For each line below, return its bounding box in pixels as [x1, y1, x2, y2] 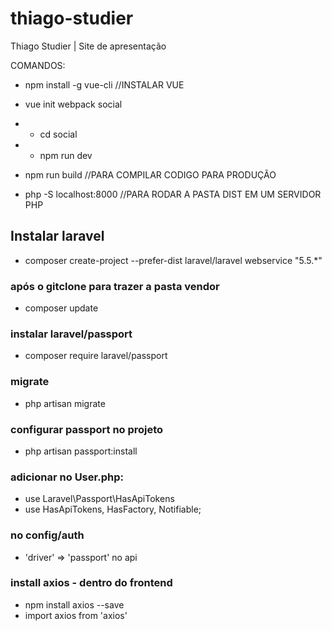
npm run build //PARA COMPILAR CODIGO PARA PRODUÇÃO [24, 168, 277, 181]
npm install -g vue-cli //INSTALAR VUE [24, 78, 185, 91]
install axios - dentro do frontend [10, 576, 173, 590]
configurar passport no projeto [10, 422, 164, 436]
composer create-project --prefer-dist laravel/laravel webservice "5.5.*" [24, 254, 323, 266]
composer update [24, 302, 99, 314]
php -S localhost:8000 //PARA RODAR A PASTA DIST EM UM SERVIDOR [24, 188, 322, 200]
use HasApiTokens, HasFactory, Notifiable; [24, 503, 202, 516]
